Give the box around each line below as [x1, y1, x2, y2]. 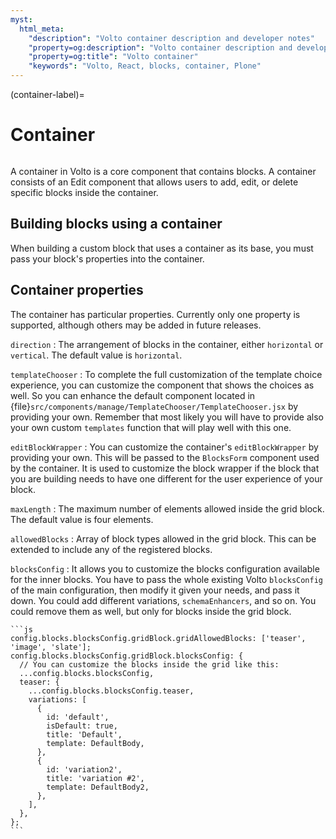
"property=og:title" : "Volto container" [28, 52, 199, 62]
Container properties [10, 282, 144, 299]
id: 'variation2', [46, 764, 123, 775]
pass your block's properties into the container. [10, 252, 205, 265]
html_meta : [19, 24, 65, 34]
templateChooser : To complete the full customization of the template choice [10, 368, 323, 380]
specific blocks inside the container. [10, 186, 159, 198]
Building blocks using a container [10, 216, 223, 233]
